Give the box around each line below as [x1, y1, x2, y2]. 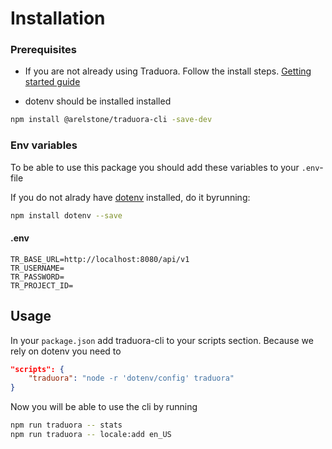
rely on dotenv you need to [10, 345, 122, 357]
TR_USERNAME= [10, 263, 65, 273]
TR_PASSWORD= [10, 272, 65, 282]
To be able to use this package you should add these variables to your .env [10, 161, 320, 173]
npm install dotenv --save [10, 210, 123, 221]
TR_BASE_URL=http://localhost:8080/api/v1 [10, 254, 190, 264]
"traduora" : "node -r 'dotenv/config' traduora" [28, 373, 235, 384]
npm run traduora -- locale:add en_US [10, 430, 172, 440]
